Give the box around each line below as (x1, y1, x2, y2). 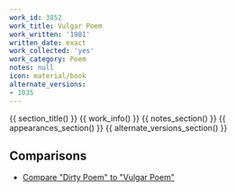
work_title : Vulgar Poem (9, 22, 103, 30)
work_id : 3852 (9, 13, 63, 22)
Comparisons (9, 148, 87, 163)
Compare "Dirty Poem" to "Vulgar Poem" (22, 172, 176, 183)
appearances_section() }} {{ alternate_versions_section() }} (9, 122, 228, 133)
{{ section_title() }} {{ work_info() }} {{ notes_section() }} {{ (9, 113, 226, 124)
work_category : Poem (9, 55, 87, 64)
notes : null (9, 64, 54, 73)
